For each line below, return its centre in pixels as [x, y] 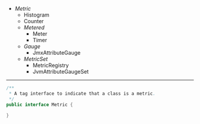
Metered [34, 27]
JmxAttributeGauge [57, 53]
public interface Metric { [40, 104]
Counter [34, 21]
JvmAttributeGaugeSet [61, 71]
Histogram [36, 15]
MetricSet [36, 59]
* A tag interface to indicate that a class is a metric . [82, 93]
